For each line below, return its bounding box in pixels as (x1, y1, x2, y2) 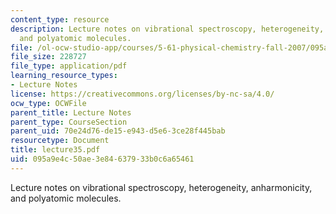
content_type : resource (10, 14, 110, 25)
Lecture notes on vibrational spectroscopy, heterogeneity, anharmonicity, (10, 181, 313, 193)
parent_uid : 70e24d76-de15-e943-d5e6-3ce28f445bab (10, 126, 226, 136)
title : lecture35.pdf (10, 145, 101, 155)
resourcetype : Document (10, 136, 110, 146)
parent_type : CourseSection (10, 117, 128, 127)
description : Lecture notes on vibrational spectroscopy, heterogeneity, (10, 24, 325, 34)
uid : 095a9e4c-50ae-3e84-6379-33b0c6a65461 (10, 154, 195, 164)
